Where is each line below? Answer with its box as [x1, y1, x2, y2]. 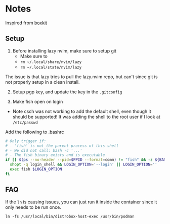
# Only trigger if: [5, 138, 47, 144]
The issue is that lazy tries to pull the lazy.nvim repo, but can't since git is [5, 74, 158, 80]
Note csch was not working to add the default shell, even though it [12, 108, 152, 114]
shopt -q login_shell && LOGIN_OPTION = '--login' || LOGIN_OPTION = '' [10, 162, 157, 167]
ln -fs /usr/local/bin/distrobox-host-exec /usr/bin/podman [5, 214, 135, 219]
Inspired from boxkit [5, 20, 47, 26]
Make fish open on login [12, 98, 63, 104]
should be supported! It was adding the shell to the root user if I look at [12, 114, 160, 120]
